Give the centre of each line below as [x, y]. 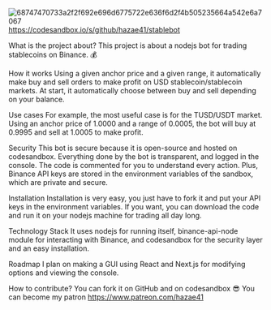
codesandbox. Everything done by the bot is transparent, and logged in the [134, 157]
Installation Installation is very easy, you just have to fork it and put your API [135, 198]
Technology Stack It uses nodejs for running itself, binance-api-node [123, 231]
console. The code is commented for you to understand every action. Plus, [133, 165]
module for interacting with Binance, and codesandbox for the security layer [136, 240]
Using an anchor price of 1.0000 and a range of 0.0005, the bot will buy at [132, 123]
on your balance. [37, 99]
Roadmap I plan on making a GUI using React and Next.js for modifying [127, 264]
